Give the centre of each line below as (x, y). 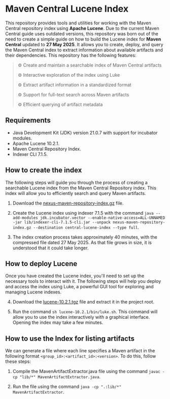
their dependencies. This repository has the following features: (71, 55)
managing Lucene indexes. (33, 292)
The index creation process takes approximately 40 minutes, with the (85, 237)
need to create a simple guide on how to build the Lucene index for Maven (83, 39)
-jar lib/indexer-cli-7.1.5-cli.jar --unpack (61, 222)
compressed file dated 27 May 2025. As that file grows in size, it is (82, 242)
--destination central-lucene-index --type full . (86, 227)
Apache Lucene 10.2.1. (36, 143)
